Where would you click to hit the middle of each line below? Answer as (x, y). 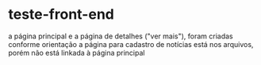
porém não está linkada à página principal (77, 52)
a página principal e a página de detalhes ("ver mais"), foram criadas (121, 36)
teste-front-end (61, 14)
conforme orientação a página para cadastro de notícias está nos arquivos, (131, 44)
